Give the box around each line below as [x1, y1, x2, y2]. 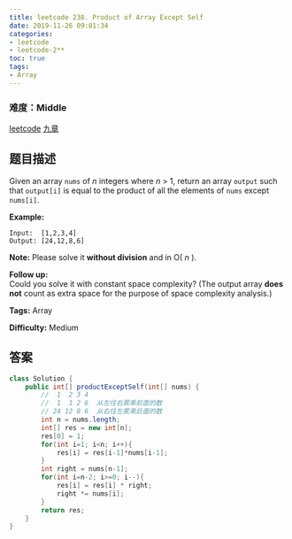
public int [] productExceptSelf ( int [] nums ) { [25, 382, 200, 391]
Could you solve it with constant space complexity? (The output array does [9, 278, 284, 289]
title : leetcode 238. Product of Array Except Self [9, 12, 204, 22]
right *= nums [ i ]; [56, 489, 125, 498]
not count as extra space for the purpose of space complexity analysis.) [9, 288, 273, 298]
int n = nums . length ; [41, 415, 121, 425]
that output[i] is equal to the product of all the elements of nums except [9, 185, 270, 196]
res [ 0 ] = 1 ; [41, 431, 86, 441]
